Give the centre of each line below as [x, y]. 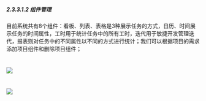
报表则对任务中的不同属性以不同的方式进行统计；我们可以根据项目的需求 [108, 41]
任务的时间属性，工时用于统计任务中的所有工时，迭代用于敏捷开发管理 [100, 33]
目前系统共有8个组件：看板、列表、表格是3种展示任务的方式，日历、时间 [98, 26]
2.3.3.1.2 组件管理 [29, 9]
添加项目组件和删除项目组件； [44, 48]
